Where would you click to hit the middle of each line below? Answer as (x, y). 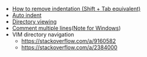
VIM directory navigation (43, 35)
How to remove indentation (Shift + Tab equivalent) (76, 9)
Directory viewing (34, 22)
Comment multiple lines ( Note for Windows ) (66, 28)
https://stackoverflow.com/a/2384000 (69, 47)
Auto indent (27, 15)
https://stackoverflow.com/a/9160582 (68, 41)
